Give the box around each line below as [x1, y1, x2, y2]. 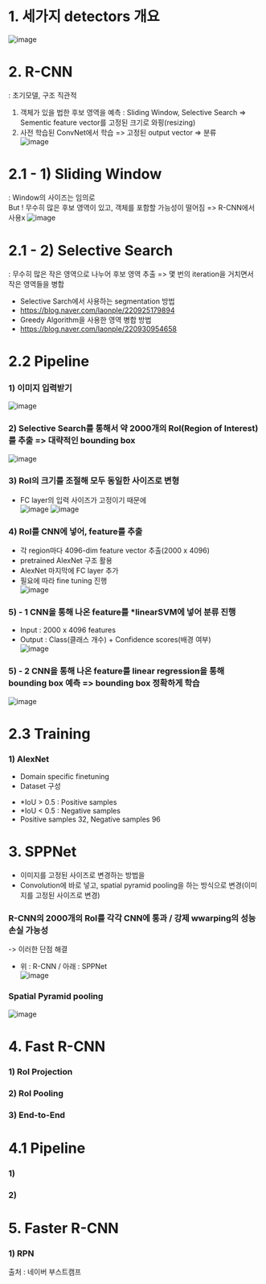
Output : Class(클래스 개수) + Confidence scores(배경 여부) [19, 635, 211, 644]
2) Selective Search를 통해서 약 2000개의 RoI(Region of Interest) [8, 423, 259, 434]
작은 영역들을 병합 [8, 279, 64, 288]
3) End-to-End [8, 1109, 66, 1120]
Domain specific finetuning [19, 772, 110, 781]
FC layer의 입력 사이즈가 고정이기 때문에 [19, 495, 147, 504]
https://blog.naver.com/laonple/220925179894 [19, 305, 175, 315]
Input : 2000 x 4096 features [19, 625, 117, 635]
